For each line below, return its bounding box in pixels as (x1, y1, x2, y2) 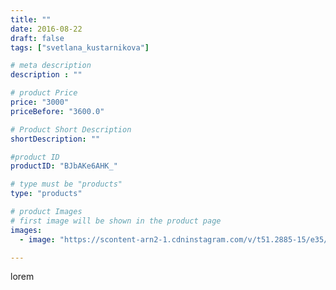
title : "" (10, 14, 52, 25)
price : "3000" (10, 97, 70, 107)
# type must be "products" (10, 179, 123, 190)
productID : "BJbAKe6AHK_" (10, 161, 118, 171)
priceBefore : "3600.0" (10, 106, 105, 116)
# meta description (10, 61, 92, 71)
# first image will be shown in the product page (10, 216, 222, 226)
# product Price (10, 88, 78, 98)
